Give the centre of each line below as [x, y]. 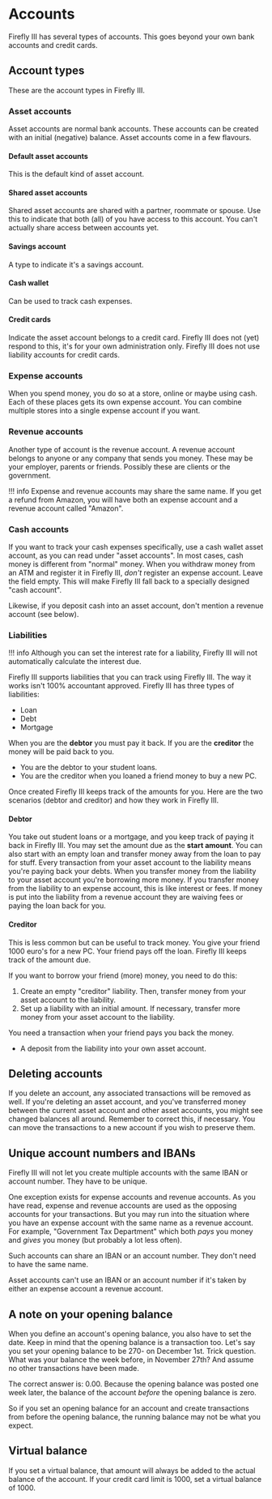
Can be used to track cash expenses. [70, 301]
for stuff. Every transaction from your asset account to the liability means [130, 863]
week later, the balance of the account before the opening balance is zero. [132, 1393]
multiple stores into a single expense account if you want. [104, 411]
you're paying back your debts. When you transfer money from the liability [132, 872]
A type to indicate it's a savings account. [76, 264]
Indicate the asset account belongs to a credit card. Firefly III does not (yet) [134, 338]
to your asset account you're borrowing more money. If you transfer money [134, 880]
